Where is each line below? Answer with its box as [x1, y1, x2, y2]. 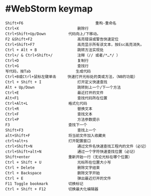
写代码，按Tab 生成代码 [5, 69, 91, 74]
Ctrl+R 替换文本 [5, 106, 93, 111]
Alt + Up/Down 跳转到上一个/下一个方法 [5, 85, 121, 90]
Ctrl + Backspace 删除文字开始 [5, 170, 100, 175]
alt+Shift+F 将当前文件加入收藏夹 [5, 133, 106, 138]
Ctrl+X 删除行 [5, 26, 89, 31]
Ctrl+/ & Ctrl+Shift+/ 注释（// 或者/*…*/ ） [5, 52, 120, 58]
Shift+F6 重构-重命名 [5, 21, 117, 26]
